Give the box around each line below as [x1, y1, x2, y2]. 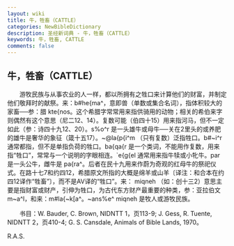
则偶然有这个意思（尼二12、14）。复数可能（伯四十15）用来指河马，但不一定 [7, 116, 224, 124]
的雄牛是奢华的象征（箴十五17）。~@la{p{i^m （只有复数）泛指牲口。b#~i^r [7, 133, 223, 141]
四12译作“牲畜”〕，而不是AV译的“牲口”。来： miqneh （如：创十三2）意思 [7, 177, 217, 185]
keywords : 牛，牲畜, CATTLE [7, 36, 85, 43]
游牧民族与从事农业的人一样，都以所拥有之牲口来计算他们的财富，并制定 [19, 90, 227, 98]
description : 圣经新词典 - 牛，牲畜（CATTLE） [7, 29, 134, 37]
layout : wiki [7, 10, 45, 17]
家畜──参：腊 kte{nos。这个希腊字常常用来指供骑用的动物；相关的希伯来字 [7, 107, 223, 116]
